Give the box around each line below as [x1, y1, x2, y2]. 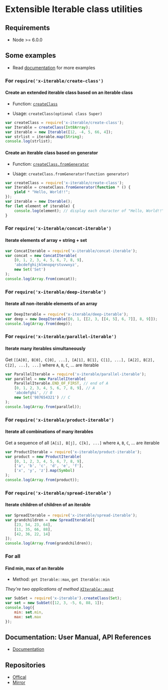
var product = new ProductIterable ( [5, 454, 81, 459]
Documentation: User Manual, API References [5, 633, 151, 641]
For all [5, 553, 21, 560]
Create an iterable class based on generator [5, 150, 98, 156]
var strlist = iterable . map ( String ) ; [5, 134, 84, 139]
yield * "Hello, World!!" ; [14, 190, 70, 195]
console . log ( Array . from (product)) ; [5, 478, 79, 483]
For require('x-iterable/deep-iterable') [5, 288, 106, 295]
